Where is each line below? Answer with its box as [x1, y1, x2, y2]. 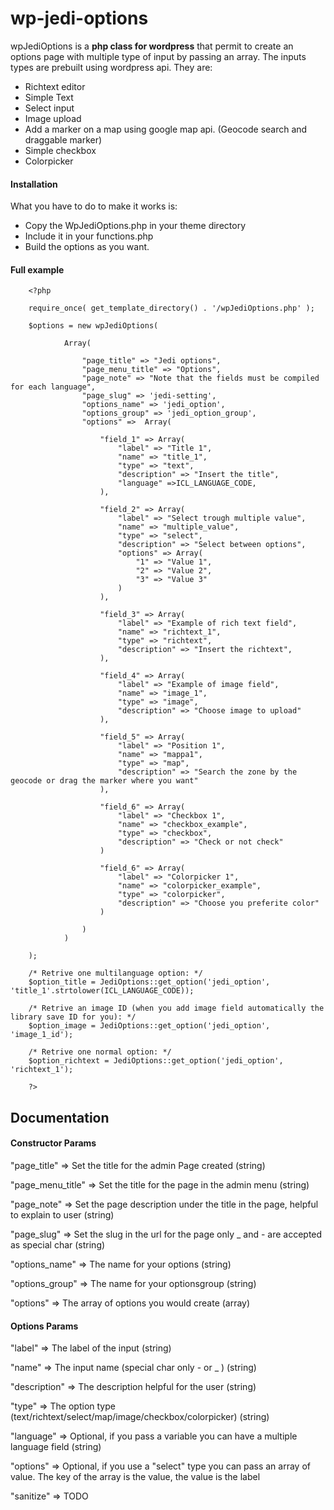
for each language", [10, 382, 97, 392]
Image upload [24, 112, 82, 124]
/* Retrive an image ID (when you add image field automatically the [28, 1003, 325, 1014]
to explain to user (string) [10, 1208, 115, 1221]
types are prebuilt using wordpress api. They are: [10, 61, 213, 73]
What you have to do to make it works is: [10, 200, 178, 212]
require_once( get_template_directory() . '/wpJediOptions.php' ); [28, 303, 315, 314]
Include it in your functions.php [24, 230, 154, 242]
